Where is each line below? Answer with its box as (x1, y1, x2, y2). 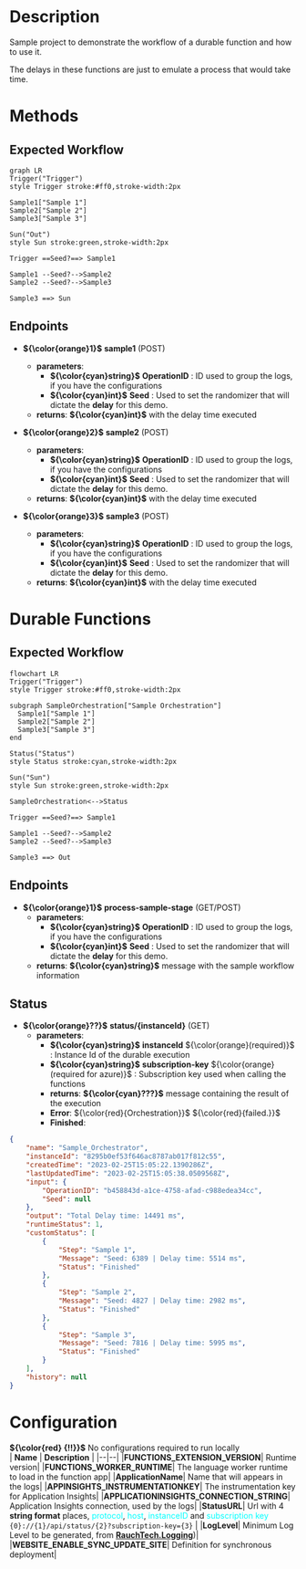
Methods (9, 106, 79, 127)
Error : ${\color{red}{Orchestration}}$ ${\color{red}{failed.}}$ (49, 1107, 280, 1119)
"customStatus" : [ (25, 1229, 96, 1238)
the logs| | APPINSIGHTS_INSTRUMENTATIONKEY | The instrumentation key (9, 1480, 296, 1491)
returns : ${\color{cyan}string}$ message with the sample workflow (36, 960, 295, 971)
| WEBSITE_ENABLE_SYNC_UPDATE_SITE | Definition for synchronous (9, 1539, 272, 1550)
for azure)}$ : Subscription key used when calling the (86, 1069, 287, 1080)
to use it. (9, 46, 43, 57)
